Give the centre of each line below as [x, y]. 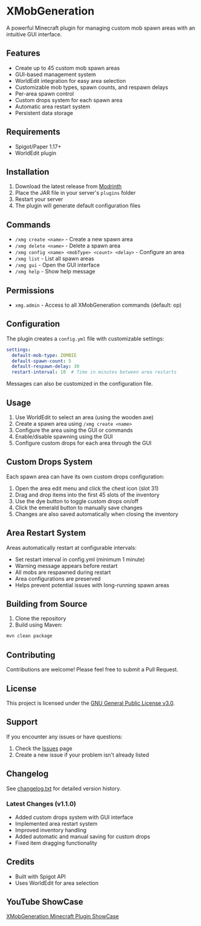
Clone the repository [40, 619]
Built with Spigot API [40, 876]
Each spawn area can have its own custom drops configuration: [85, 477]
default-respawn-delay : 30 [46, 367]
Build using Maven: [39, 625]
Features [23, 54]
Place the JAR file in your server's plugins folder [75, 193]
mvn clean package [29, 636]
